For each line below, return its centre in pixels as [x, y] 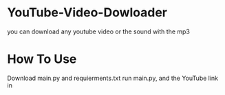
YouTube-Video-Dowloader [87, 13]
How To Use [42, 59]
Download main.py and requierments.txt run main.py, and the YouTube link [113, 78]
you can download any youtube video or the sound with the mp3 [99, 31]
